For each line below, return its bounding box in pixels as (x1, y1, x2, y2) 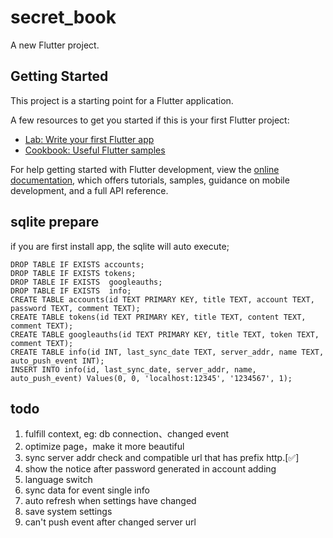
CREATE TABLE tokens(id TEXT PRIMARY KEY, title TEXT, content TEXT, (10, 312, 307, 322)
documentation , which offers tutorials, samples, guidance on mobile (10, 174, 290, 186)
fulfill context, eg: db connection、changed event (24, 428, 230, 440)
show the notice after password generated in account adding (24, 463, 277, 475)
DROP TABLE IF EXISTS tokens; (10, 268, 137, 278)
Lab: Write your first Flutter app (24, 133, 155, 145)
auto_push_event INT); (10, 356, 105, 366)
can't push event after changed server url (24, 516, 197, 528)
